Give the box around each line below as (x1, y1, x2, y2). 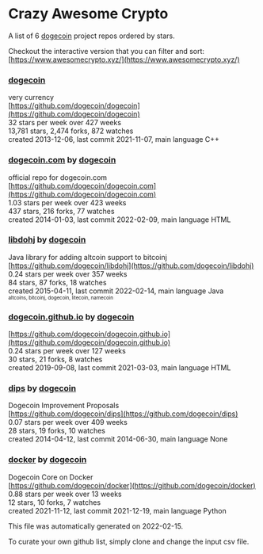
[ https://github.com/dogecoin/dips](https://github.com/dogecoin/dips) (8, 409, 238, 418)
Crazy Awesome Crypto (8, 5, 169, 23)
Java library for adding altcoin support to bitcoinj (8, 252, 168, 262)
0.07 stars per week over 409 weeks (8, 418, 128, 427)
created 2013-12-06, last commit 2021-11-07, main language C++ (8, 135, 220, 144)
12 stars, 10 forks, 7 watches (8, 497, 101, 507)
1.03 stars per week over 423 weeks (8, 197, 127, 207)
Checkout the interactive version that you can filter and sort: (8, 46, 204, 55)
